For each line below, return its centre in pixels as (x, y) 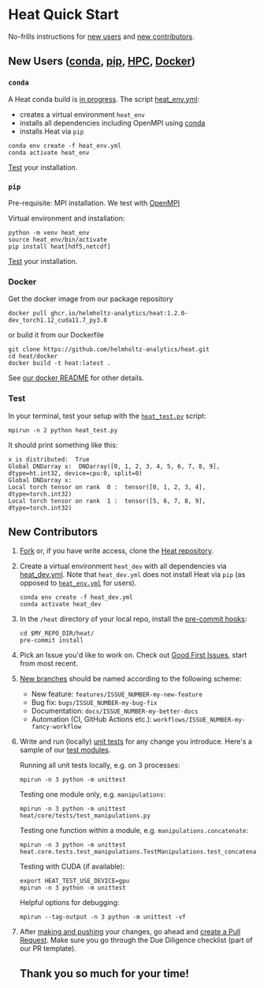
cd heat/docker (33, 356)
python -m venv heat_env (49, 232)
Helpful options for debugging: (69, 903)
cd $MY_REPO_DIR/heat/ (57, 634)
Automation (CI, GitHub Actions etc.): (91, 719)
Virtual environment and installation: (67, 218)
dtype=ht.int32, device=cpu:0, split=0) (76, 473)
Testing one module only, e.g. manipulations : (93, 794)
